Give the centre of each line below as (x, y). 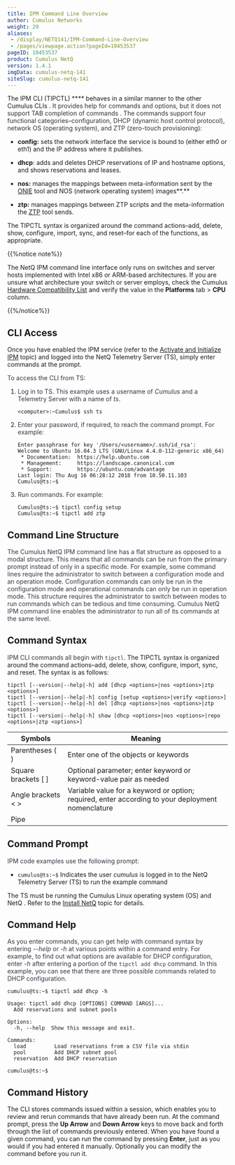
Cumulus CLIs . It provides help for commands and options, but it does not (114, 106)
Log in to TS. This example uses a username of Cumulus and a (107, 391)
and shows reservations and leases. (69, 170)
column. (19, 297)
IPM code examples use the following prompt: (73, 861)
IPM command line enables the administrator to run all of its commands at (113, 611)
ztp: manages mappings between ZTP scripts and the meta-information (121, 205)
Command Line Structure (63, 535)
